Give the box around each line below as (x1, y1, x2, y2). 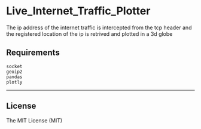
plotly (6, 79, 23, 85)
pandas (6, 73, 23, 80)
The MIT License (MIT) (6, 116, 63, 124)
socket (6, 63, 23, 69)
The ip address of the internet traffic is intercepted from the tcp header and (6, 24, 192, 31)
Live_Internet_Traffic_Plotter (6, 4, 151, 18)
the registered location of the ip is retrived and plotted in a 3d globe (6, 30, 173, 37)
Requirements (6, 48, 60, 58)
